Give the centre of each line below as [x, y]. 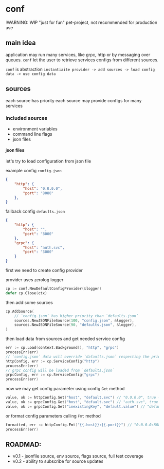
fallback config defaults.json [35, 211]
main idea [21, 43]
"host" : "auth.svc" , [44, 247]
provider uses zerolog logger [35, 280]
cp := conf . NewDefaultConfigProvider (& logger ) [54, 289]
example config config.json [34, 171]
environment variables [35, 129]
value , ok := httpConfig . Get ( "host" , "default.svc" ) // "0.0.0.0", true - [83, 397]
